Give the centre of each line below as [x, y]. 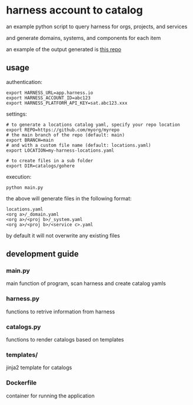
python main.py [25, 188]
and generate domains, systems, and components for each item [84, 38]
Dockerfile [21, 383]
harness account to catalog [74, 10]
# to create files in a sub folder [50, 160]
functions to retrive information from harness [61, 312]
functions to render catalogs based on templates [65, 340]
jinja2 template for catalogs [39, 367]
